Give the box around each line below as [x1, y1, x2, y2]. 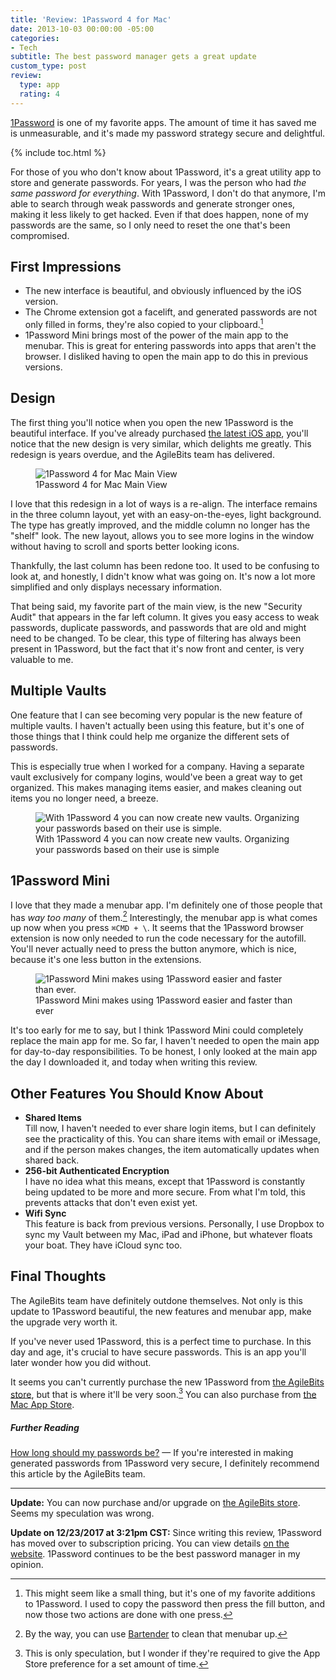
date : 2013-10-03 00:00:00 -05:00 [10, 24, 155, 34]
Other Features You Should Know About [10, 1085, 264, 1102]
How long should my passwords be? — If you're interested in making [10, 1447, 294, 1459]
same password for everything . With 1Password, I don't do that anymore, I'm [10, 187, 326, 199]
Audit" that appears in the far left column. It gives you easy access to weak [10, 611, 320, 623]
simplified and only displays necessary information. [10, 581, 223, 593]
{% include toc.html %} [10, 146, 107, 158]
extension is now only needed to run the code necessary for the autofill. [10, 932, 307, 945]
